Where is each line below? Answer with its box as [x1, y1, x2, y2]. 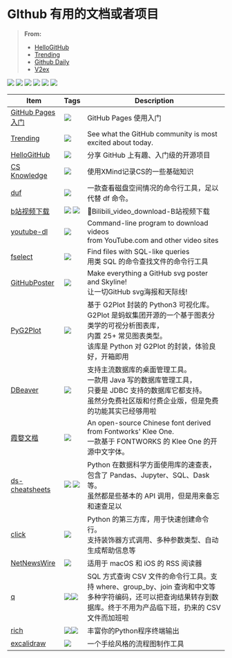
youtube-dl [10, 226, 48, 236]
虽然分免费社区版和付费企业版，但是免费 [87, 396, 219, 405]
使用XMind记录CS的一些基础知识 [87, 167, 194, 176]
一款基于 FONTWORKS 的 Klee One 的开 [87, 437, 217, 446]
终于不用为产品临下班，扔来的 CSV [108, 603, 221, 612]
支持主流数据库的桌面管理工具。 [87, 365, 191, 374]
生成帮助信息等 [87, 545, 136, 555]
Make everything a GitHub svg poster [87, 268, 209, 277]
